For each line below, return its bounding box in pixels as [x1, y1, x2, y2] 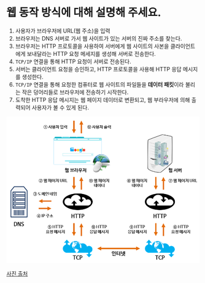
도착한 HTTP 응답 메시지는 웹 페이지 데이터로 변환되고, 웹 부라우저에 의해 [15, 96, 190, 103]
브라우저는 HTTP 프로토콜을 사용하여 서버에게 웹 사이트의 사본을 [15, 42, 169, 50]
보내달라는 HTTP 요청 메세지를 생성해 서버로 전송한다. [26, 50, 157, 57]
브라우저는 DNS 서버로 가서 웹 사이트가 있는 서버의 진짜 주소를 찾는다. [15, 34, 182, 42]
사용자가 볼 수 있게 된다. [31, 104, 89, 111]
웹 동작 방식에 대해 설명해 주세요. [6, 6, 161, 20]
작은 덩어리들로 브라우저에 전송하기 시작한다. [21, 88, 129, 96]
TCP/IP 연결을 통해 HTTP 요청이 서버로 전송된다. [15, 58, 132, 65]
